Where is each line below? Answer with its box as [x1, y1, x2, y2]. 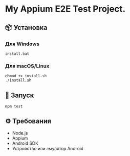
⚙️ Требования [5, 117, 51, 125]
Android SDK [12, 140, 39, 146]
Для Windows [5, 40, 40, 47]
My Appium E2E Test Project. [5, 3, 126, 15]
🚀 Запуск [5, 91, 34, 99]
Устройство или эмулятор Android [12, 145, 84, 151]
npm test [5, 104, 23, 109]
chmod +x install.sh [5, 74, 47, 79]
